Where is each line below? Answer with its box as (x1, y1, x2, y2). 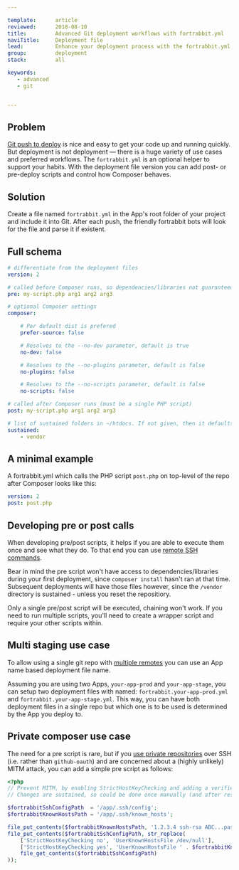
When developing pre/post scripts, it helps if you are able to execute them (7, 538, 224, 546)
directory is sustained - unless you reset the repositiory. (7, 590, 171, 598)
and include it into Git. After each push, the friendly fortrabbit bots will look (7, 218, 226, 226)
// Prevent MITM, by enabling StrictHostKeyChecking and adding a (7, 785, 208, 792)
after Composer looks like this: (7, 479, 97, 488)
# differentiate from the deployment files (7, 264, 139, 271)
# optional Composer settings (7, 303, 97, 310)
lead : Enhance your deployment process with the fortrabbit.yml (7, 43, 231, 51)
